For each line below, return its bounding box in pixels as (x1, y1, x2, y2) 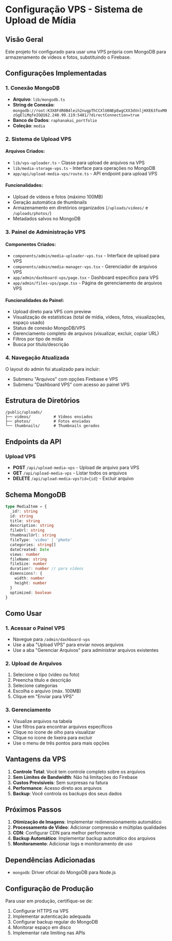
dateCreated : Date (10, 547, 50, 552)
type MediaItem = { (5, 504, 47, 509)
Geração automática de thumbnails (12, 199, 87, 205)
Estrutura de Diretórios (5, 396, 80, 405)
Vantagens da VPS (5, 755, 66, 764)
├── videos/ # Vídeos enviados (5, 414, 93, 420)
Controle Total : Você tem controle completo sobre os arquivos (12, 768, 145, 775)
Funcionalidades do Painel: (5, 297, 64, 303)
